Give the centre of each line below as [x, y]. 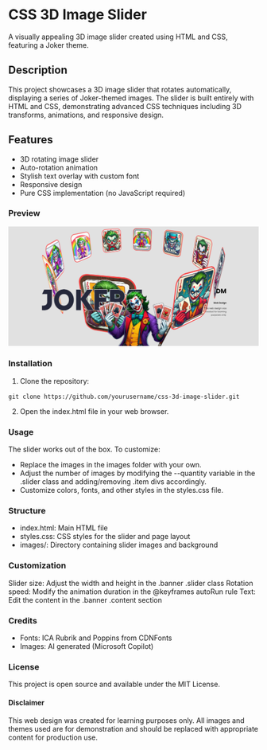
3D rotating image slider [59, 159]
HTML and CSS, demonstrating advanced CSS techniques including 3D [125, 106]
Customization [37, 565]
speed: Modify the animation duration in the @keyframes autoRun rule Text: [132, 592]
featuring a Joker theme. [48, 45]
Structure [27, 511]
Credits [23, 620]
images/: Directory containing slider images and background [119, 545]
